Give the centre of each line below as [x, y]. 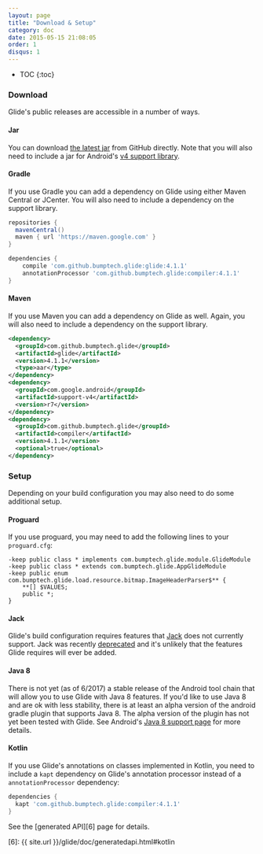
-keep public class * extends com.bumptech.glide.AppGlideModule [117, 567]
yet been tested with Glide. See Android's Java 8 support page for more [124, 722]
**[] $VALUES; [45, 587]
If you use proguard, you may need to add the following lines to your [119, 537]
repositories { [33, 222]
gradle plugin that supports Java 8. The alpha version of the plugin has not [129, 713]
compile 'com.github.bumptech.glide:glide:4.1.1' [105, 266]
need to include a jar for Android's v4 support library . [94, 156]
